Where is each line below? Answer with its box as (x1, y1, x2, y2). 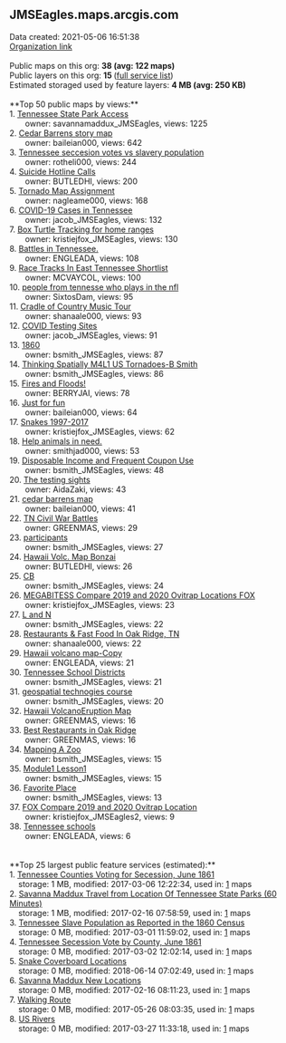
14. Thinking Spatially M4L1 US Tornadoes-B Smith (9, 358, 198, 370)
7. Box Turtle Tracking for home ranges (9, 224, 155, 235)
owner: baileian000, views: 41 (24, 503, 136, 514)
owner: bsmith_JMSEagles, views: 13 (24, 792, 163, 803)
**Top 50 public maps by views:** (9, 99, 138, 110)
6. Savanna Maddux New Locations (9, 974, 142, 986)
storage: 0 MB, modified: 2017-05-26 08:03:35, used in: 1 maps (17, 1003, 255, 1014)
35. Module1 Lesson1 (9, 763, 87, 774)
